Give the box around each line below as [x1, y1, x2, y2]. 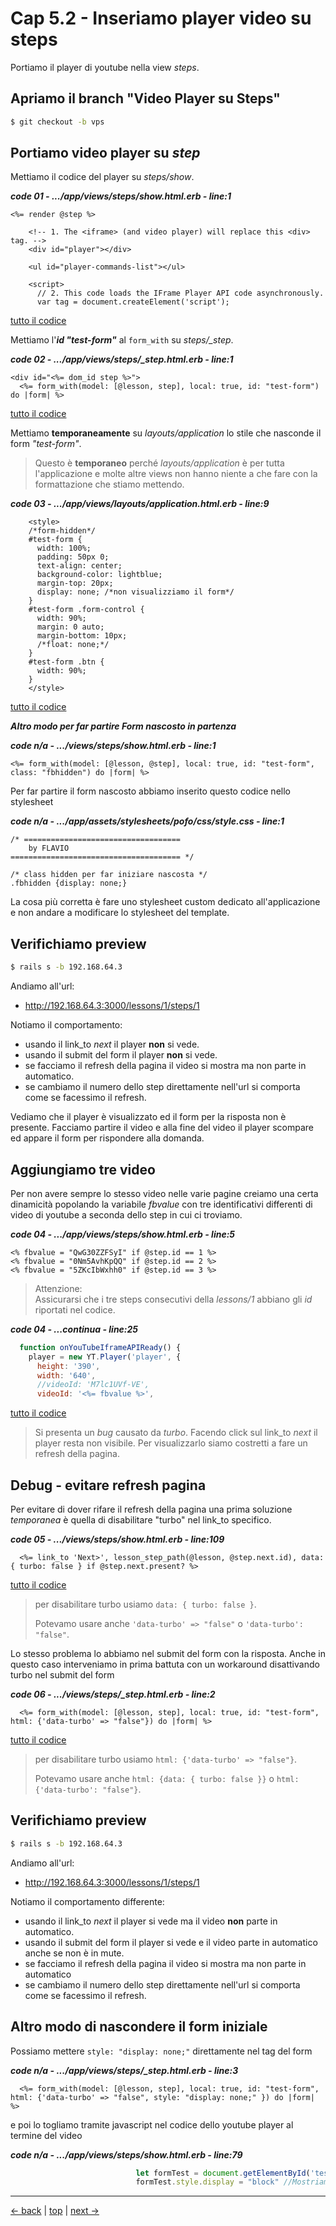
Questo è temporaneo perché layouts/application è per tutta [34, 457, 285, 469]
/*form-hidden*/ [28, 526, 97, 536]
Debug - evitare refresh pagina [10, 1477, 207, 1494]
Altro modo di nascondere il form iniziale [10, 2018, 268, 2036]
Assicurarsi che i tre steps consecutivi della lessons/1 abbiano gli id [34, 1293, 313, 1305]
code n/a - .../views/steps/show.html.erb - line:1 [10, 740, 217, 752]
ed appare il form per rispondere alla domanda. [10, 1132, 205, 1144]
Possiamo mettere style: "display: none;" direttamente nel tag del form [10, 2045, 313, 2057]
